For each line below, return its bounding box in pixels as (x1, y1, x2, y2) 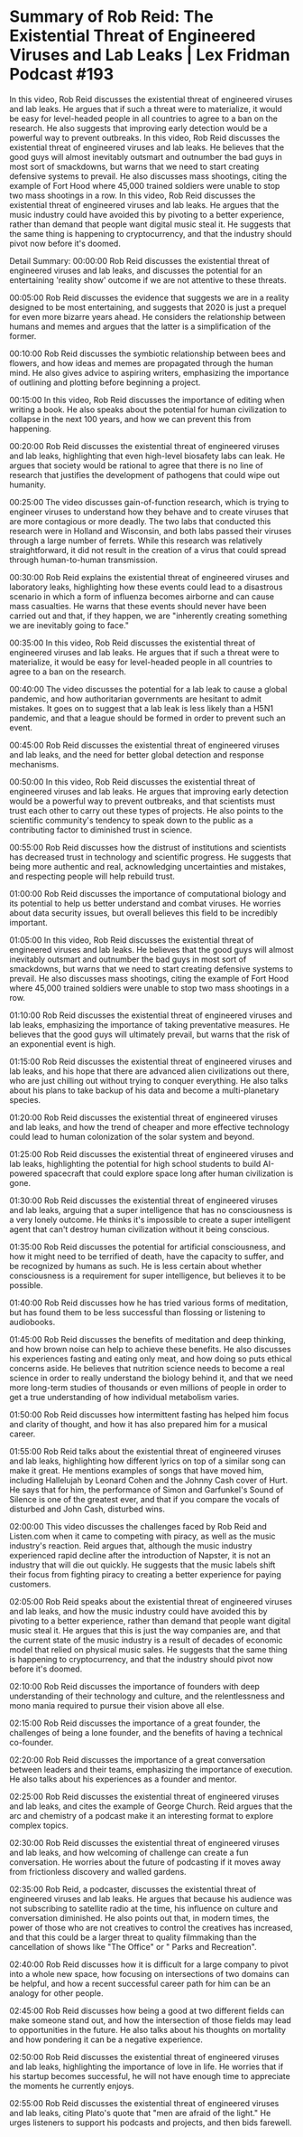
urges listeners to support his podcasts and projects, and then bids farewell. (9, 2117, 292, 2128)
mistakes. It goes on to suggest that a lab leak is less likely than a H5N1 (9, 702, 273, 713)
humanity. (9, 479, 47, 490)
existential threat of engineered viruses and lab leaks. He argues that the (9, 199, 280, 210)
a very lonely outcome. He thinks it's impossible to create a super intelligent (9, 1214, 291, 1225)
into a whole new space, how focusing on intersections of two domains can (9, 1968, 290, 1979)
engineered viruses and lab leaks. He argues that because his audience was (9, 1893, 293, 1904)
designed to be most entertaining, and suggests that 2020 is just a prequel (9, 301, 287, 313)
